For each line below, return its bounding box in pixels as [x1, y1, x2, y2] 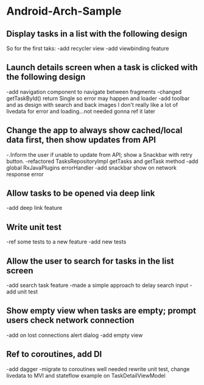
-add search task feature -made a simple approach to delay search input [6, 282, 189, 289]
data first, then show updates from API [6, 135, 157, 145]
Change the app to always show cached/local [6, 125, 183, 135]
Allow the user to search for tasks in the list [6, 256, 174, 266]
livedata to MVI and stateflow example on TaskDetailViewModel [6, 372, 166, 379]
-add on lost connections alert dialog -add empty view [6, 331, 143, 339]
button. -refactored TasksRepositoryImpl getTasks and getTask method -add [6, 157, 199, 165]
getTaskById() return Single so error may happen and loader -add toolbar [6, 95, 190, 102]
